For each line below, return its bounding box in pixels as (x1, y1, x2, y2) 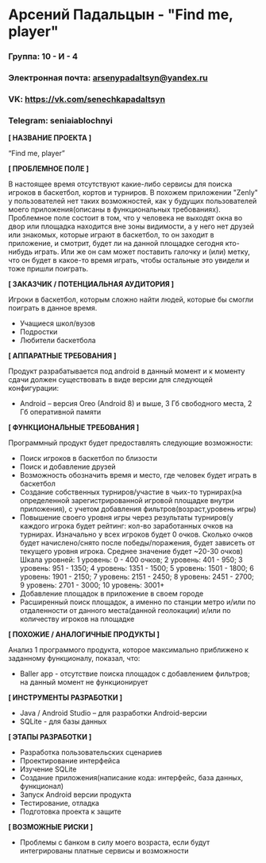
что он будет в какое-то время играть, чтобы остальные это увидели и (8, 256, 250, 265)
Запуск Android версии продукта (19, 790, 132, 799)
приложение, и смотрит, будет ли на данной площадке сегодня (8, 239, 224, 248)
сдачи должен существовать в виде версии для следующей (8, 375, 213, 385)
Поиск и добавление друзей (19, 462, 117, 471)
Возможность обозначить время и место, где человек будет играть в (19, 471, 257, 480)
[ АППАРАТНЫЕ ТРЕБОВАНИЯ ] (8, 351, 117, 361)
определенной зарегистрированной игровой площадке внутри (19, 496, 234, 506)
